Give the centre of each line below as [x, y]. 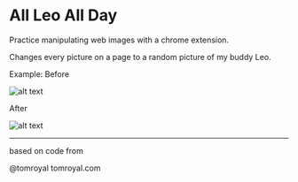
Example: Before [39, 74]
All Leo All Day [63, 15]
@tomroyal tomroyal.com [55, 168]
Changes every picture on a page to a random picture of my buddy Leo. [141, 57]
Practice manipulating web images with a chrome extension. [119, 40]
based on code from [47, 150]
